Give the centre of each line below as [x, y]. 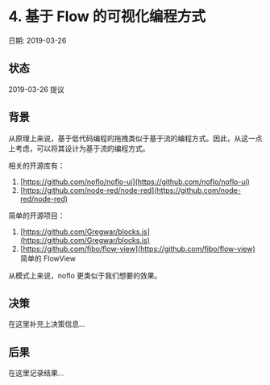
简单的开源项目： [37, 216]
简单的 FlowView [48, 258]
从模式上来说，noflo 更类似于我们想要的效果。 [85, 275]
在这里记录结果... [36, 373]
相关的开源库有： [37, 165]
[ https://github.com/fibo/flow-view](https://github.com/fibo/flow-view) [137, 249]
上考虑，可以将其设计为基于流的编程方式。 [79, 148]
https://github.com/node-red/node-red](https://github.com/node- [132, 190]
